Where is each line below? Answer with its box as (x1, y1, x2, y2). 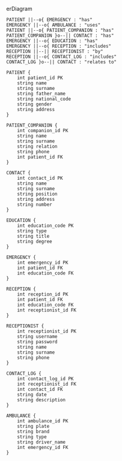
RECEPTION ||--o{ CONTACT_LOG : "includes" (6, 54, 117, 60)
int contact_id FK (17, 386, 63, 392)
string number (17, 202, 52, 208)
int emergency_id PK (17, 259, 69, 265)
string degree (17, 238, 52, 244)
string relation (17, 144, 58, 150)
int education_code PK (17, 223, 74, 229)
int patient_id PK (17, 75, 63, 81)
